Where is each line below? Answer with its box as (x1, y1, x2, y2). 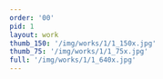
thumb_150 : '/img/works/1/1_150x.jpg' (9, 38, 157, 48)
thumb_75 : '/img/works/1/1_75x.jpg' (9, 47, 148, 56)
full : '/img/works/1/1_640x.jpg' (9, 55, 137, 64)
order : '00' (9, 13, 55, 23)
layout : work (9, 30, 59, 39)
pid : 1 (9, 22, 35, 31)
